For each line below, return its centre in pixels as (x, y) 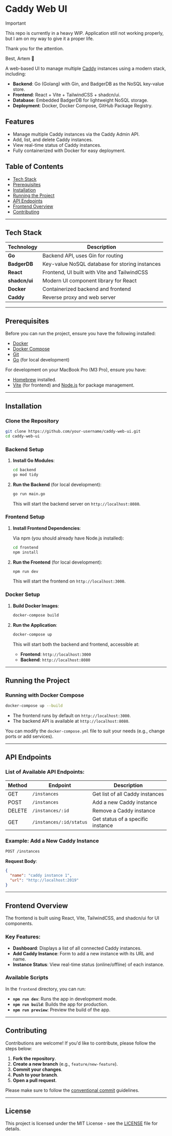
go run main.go (29, 494)
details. (13, 1129)
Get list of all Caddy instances (128, 794)
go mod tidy (25, 475)
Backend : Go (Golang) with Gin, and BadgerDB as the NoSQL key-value (88, 84)
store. (19, 89)
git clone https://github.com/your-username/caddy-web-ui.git (73, 431)
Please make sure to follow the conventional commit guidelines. (72, 1090)
